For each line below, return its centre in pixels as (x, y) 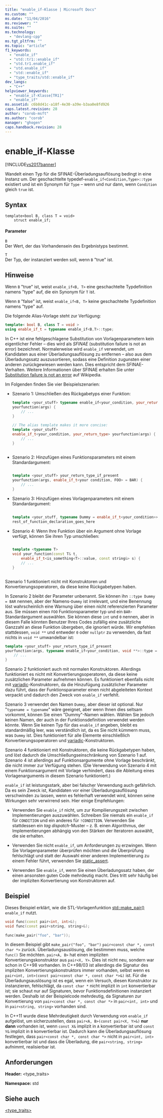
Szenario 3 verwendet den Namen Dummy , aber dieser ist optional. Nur (74, 704)
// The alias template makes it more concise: (60, 425)
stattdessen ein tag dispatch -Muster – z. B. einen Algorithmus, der (79, 826)
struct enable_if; (32, 220)
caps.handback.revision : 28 (33, 127)
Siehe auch (22, 1099)
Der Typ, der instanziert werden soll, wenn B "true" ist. (59, 260)
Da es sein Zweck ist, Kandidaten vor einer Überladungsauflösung (71, 790)
